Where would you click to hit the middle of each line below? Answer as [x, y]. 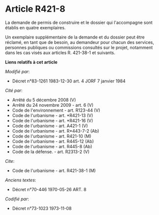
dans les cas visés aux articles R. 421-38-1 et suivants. [60, 53]
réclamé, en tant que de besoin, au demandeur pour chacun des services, [79, 42]
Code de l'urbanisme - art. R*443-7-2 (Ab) [56, 131]
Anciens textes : [21, 180]
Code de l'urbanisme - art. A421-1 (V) [50, 126]
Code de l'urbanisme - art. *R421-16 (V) [53, 120]
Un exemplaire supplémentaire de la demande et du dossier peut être [75, 37]
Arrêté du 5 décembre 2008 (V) [44, 100]
